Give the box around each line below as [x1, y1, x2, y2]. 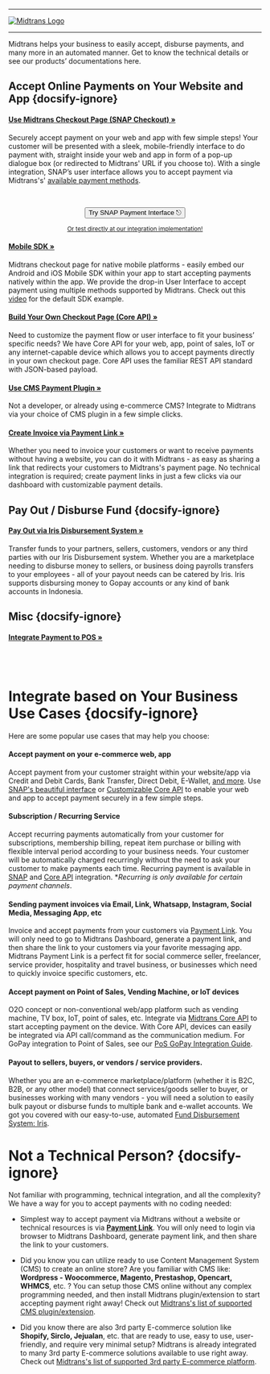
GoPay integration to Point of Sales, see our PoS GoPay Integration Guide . [8, 1039, 253, 1048]
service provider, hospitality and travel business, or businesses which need [8, 960, 257, 969]
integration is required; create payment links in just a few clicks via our [8, 471, 242, 481]
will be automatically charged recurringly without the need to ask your [8, 855, 240, 865]
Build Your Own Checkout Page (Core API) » [8, 312, 158, 322]
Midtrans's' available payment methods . [8, 175, 141, 185]
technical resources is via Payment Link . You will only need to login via [19, 1222, 256, 1233]
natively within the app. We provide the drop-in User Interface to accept [8, 276, 247, 286]
